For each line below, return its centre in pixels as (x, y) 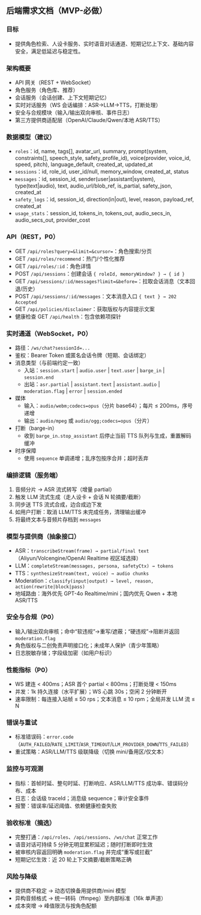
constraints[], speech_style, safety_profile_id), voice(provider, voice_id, (103, 158)
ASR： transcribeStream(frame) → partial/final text (82, 551)
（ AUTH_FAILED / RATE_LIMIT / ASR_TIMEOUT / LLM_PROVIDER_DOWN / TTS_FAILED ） (103, 744)
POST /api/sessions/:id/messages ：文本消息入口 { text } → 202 (96, 296)
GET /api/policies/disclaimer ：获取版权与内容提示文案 (85, 309)
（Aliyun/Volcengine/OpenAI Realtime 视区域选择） (78, 558)
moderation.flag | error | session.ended (73, 391)
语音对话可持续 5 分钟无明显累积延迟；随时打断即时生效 (84, 844)
